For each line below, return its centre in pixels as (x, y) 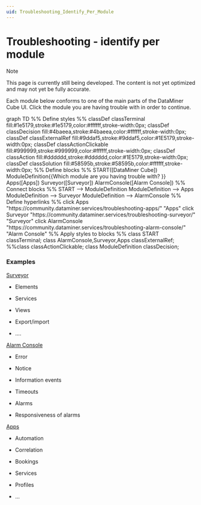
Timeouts (27, 391)
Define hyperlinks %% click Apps (47, 201)
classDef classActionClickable (71, 144)
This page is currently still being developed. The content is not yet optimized (101, 82)
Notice (23, 368)
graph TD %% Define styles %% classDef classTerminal (76, 118)
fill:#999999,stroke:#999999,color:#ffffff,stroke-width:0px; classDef (91, 150)
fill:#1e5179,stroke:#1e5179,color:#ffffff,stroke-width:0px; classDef (88, 125)
